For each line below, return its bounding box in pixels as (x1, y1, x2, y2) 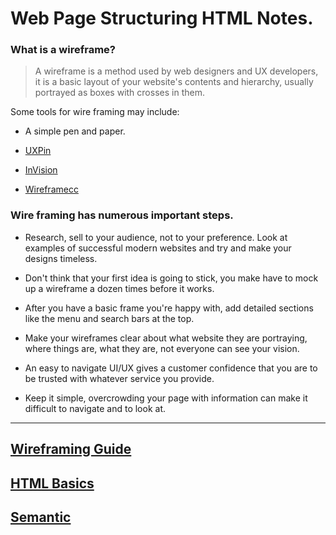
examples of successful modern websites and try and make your (24, 242, 292, 254)
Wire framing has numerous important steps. (10, 208, 234, 222)
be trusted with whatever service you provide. (24, 372, 215, 384)
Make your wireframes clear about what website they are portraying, (24, 332, 308, 344)
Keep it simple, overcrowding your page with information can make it (24, 392, 308, 404)
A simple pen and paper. (24, 125, 126, 137)
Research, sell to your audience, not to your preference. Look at (24, 231, 288, 243)
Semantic (10, 508, 72, 526)
